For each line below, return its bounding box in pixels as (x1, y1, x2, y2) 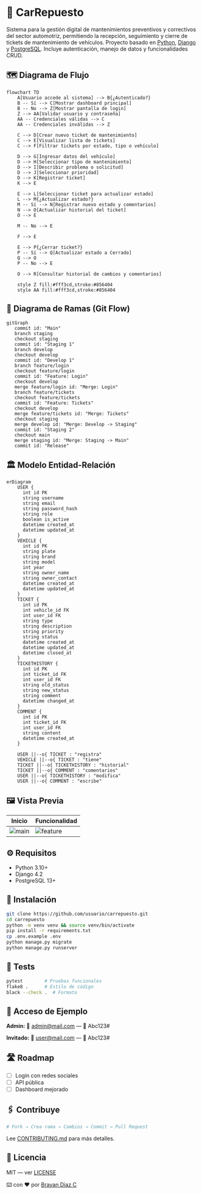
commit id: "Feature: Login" (14, 373, 88, 379)
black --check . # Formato (6, 989, 78, 996)
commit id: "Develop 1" (14, 357, 75, 363)
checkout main (14, 432, 50, 438)
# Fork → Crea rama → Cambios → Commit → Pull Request (6, 1124, 148, 1130)
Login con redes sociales (15, 1072, 78, 1079)
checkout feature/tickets (14, 394, 80, 400)
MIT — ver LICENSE (6, 1168, 57, 1176)
